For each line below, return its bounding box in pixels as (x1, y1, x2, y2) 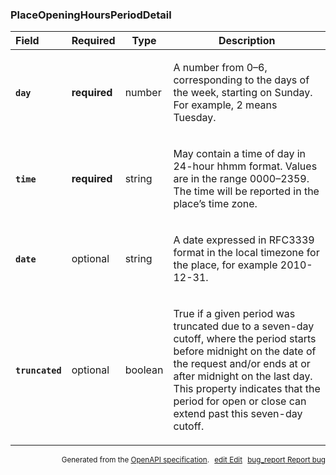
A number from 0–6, (173, 61, 268, 75)
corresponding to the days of (173, 73, 310, 87)
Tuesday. (173, 111, 217, 125)
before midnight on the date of (173, 344, 317, 358)
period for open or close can (173, 394, 307, 408)
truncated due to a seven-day (173, 319, 315, 333)
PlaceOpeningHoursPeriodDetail (10, 8, 172, 22)
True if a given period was (173, 307, 296, 321)
